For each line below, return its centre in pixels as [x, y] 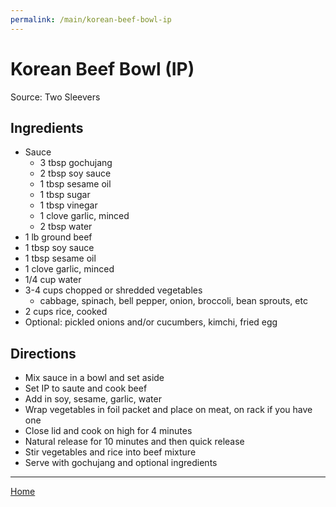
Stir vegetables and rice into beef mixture [110, 452]
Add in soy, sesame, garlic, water [93, 399]
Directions [43, 353]
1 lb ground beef [58, 237]
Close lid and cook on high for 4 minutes [108, 431]
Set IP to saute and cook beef [86, 388]
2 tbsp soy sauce [75, 173]
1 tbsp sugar [65, 195]
